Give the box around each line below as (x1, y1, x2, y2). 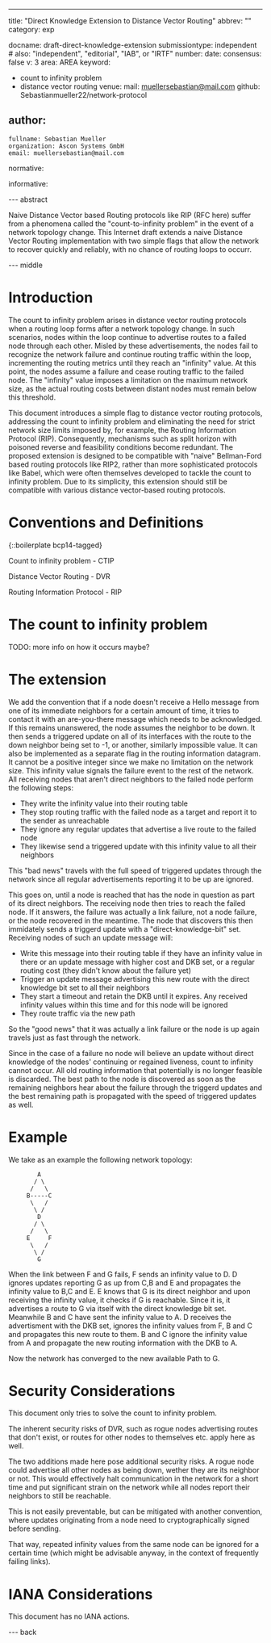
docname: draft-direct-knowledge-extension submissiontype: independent (8, 40, 257, 49)
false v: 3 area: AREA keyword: (8, 57, 111, 67)
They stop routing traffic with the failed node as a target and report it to (19, 807, 257, 816)
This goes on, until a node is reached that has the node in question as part (8, 890, 256, 899)
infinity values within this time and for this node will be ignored (19, 1000, 228, 1009)
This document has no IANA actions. (8, 1612, 131, 1621)
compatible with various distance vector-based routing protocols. (8, 485, 226, 495)
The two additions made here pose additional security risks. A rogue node (8, 1456, 255, 1466)
